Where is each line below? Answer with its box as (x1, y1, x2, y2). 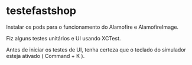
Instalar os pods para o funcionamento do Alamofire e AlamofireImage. (6, 23, 179, 30)
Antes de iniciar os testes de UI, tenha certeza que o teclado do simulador (6, 46, 186, 53)
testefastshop (6, 4, 77, 18)
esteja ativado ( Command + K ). (6, 52, 85, 59)
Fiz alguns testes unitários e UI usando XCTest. (6, 35, 121, 42)
